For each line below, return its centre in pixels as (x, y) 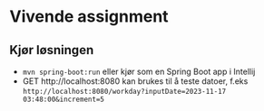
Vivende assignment (89, 17)
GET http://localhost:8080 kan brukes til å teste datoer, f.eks (135, 81)
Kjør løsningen (52, 50)
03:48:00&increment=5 (63, 99)
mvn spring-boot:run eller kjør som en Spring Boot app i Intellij (139, 71)
